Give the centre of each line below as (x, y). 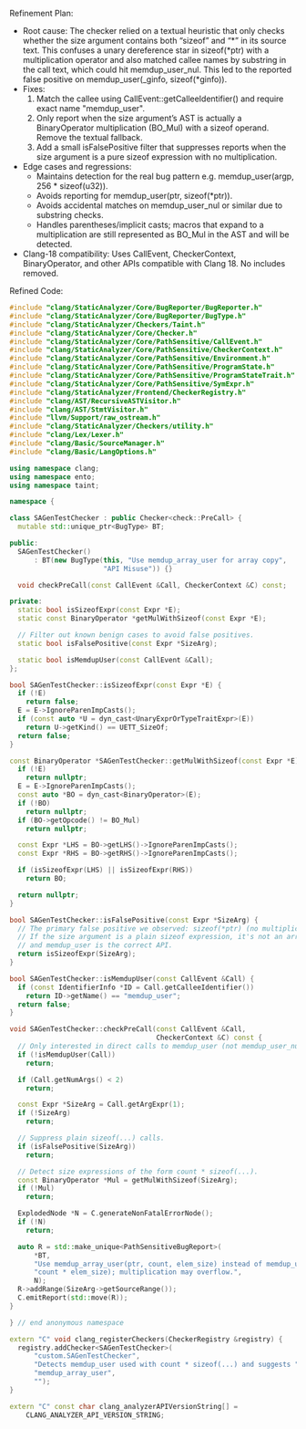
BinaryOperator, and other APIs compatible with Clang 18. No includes (154, 263)
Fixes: (34, 89)
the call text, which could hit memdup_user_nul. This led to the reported (157, 69)
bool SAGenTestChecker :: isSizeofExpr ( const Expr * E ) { (116, 685)
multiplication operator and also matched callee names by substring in (154, 60)
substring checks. (70, 215)
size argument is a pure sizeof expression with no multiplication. (157, 157)
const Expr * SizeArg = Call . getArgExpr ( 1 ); (101, 1105)
